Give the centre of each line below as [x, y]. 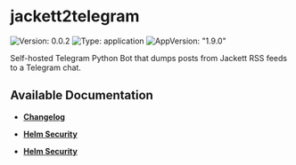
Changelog [44, 116]
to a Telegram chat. [45, 67]
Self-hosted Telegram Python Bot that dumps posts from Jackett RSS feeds [149, 58]
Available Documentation [82, 95]
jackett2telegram [75, 16]
